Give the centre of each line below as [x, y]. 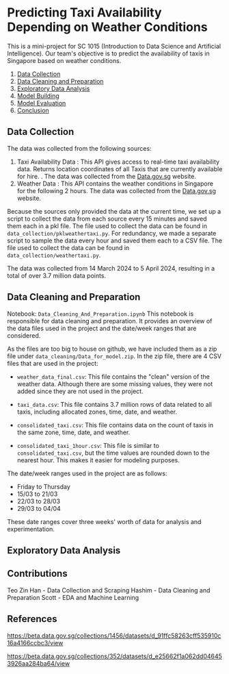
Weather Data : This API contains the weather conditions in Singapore [115, 184]
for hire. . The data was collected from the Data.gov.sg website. [106, 176]
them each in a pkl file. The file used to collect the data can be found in [107, 226]
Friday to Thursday [43, 486]
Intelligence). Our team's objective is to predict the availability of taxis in [108, 53]
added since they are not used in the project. [80, 391]
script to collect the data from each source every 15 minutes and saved [107, 219]
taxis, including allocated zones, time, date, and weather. [97, 412]
